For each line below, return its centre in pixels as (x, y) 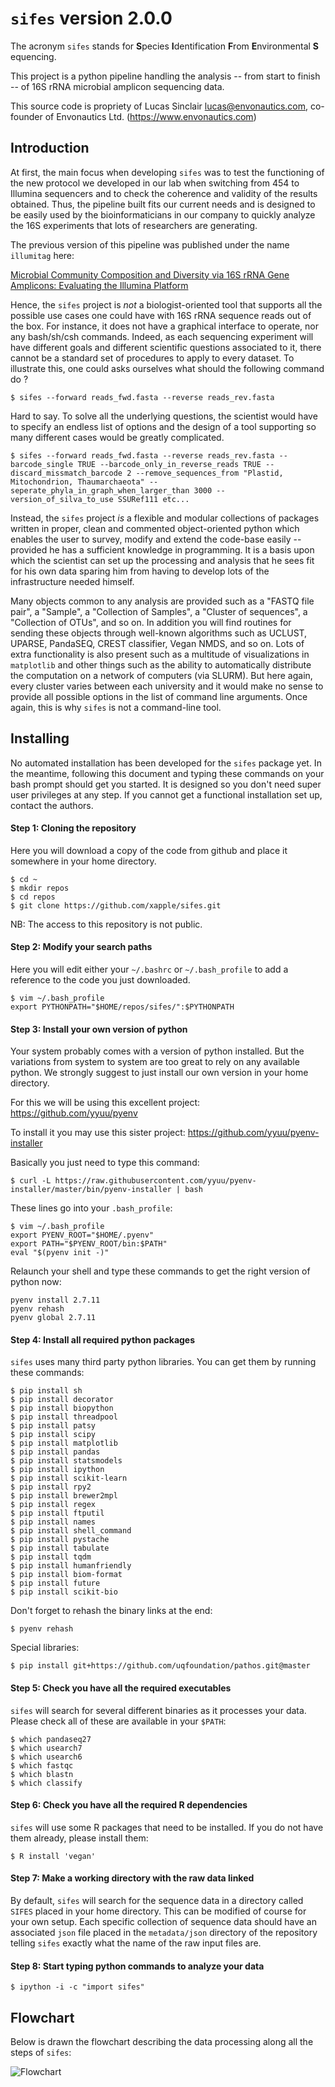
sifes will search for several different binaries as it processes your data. (158, 1710)
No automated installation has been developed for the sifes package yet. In (166, 763)
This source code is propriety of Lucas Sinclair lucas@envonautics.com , (159, 106)
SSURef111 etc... (153, 499)
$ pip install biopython (62, 1408)
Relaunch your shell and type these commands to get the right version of (160, 1271)
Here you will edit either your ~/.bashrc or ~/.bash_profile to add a (149, 969)
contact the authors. (52, 805)
